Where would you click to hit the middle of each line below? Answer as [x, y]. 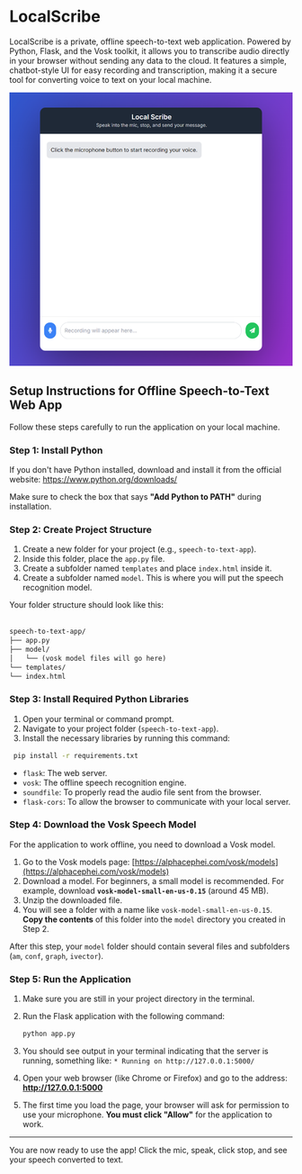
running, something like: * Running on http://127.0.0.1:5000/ [138, 1061]
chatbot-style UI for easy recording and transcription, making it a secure [143, 70]
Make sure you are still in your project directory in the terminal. [138, 999]
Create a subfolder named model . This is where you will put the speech [153, 578]
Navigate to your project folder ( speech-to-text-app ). [120, 728]
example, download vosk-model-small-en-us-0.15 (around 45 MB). [146, 890]
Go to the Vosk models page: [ [79, 862]
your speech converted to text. [67, 1160]
